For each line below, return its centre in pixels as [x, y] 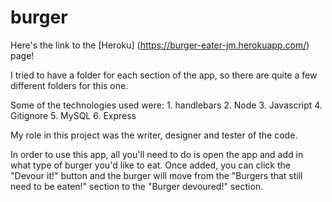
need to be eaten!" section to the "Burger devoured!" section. [137, 186]
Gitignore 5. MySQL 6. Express [73, 115]
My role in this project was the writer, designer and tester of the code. [154, 135]
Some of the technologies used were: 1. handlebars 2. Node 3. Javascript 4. [166, 105]
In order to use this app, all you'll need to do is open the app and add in [157, 154]
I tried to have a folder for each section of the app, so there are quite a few [164, 75]
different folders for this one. [69, 85]
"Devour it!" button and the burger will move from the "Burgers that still [156, 175]
